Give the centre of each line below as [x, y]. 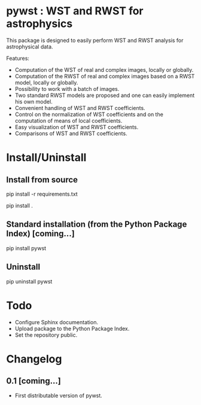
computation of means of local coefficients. [68, 120]
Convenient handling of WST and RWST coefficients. [80, 108]
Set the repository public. [46, 335]
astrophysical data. [30, 47]
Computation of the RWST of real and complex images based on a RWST [105, 76]
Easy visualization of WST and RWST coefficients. [77, 127]
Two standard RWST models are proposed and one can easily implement [105, 95]
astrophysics [39, 24]
